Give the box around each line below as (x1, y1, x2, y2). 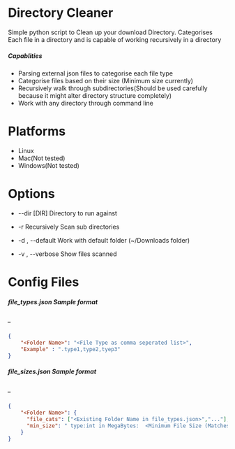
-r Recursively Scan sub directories (17, 222, 120, 231)
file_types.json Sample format (8, 297, 98, 306)
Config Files (8, 274, 79, 290)
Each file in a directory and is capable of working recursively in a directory (8, 35, 222, 43)
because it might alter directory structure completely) (17, 91, 172, 99)
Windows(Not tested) (17, 161, 79, 169)
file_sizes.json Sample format (8, 367, 97, 376)
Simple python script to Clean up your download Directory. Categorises (8, 28, 213, 36)
